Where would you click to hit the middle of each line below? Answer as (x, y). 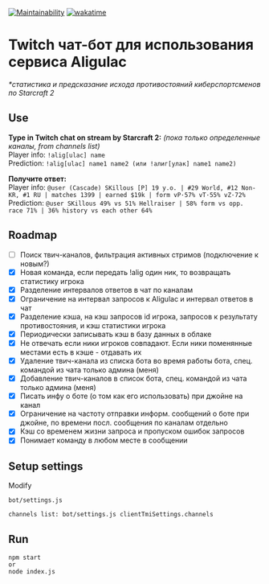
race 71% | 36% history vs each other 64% (80, 210)
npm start (25, 557)
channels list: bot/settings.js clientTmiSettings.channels (111, 515)
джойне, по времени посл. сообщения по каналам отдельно (124, 423)
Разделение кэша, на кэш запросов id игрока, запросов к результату (139, 316)
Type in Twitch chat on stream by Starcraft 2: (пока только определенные (134, 138)
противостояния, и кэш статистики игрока (93, 325)
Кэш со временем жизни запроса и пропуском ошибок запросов (132, 431)
